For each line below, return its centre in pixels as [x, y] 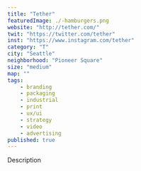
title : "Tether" [31, 14]
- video [31, 126]
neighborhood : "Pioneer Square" [55, 61]
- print [31, 107]
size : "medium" [30, 67]
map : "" [19, 73]
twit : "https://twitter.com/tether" [61, 34]
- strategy [36, 120]
